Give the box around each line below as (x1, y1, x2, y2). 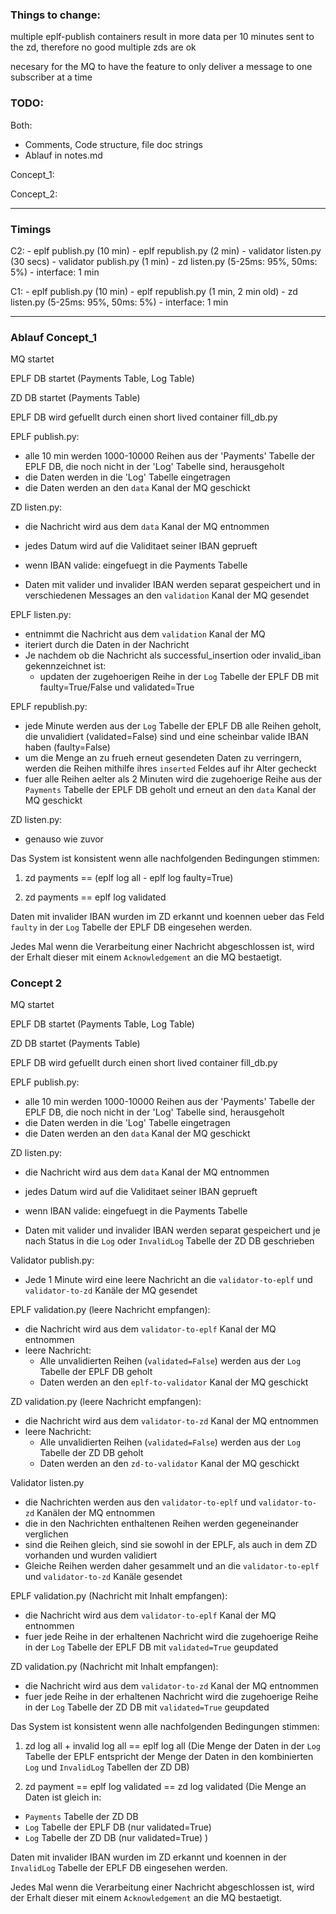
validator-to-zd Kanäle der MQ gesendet (24, 1284, 198, 1297)
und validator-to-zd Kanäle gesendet (24, 1571, 183, 1583)
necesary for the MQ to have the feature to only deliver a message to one (10, 61, 313, 73)
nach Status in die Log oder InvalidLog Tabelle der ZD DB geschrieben (24, 1235, 315, 1247)
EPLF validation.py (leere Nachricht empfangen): (10, 1304, 211, 1316)
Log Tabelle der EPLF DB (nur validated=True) (24, 1821, 212, 1833)
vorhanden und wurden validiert (24, 1549, 158, 1562)
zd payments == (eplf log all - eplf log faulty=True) (24, 872, 234, 884)
